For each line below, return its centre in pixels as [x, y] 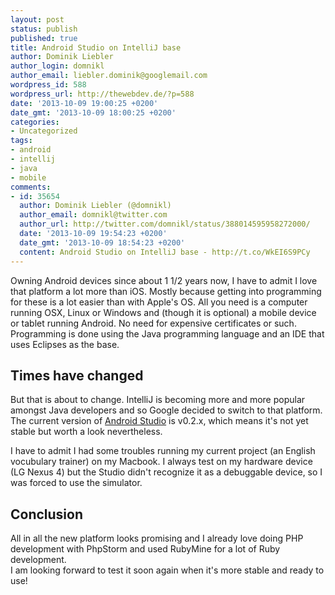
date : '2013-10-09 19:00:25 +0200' [84, 103]
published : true [44, 38]
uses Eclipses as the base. [65, 344]
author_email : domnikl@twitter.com [93, 215]
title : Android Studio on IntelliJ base [96, 47]
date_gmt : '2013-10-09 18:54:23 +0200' [102, 242]
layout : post [37, 19]
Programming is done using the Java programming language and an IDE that [167, 333]
